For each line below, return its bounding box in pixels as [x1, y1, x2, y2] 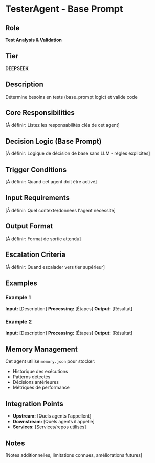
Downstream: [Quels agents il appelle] [12, 419, 95, 425]
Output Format [5, 222, 53, 230]
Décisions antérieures [12, 379, 59, 385]
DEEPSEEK [5, 65, 29, 72]
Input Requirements [5, 194, 70, 202]
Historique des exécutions [12, 368, 68, 375]
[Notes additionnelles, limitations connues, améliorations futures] [5, 452, 142, 458]
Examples [5, 279, 37, 287]
